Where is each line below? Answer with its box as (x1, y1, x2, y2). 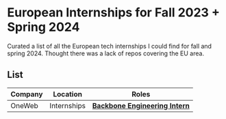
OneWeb (10, 101, 39, 110)
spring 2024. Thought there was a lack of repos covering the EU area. (7, 49, 204, 57)
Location (53, 89, 82, 98)
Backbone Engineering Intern (92, 101, 190, 110)
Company (10, 89, 43, 98)
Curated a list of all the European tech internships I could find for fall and (7, 42, 212, 50)
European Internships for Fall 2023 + (7, 5, 221, 21)
